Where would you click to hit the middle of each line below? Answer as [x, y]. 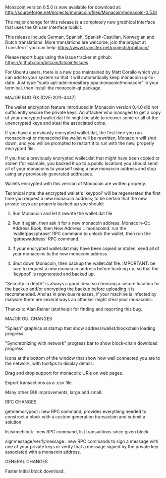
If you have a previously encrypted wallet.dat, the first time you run [74, 133]
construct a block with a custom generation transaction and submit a [75, 417]
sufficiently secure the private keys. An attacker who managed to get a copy [83, 112]
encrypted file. [20, 148]
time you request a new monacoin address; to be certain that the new [76, 199]
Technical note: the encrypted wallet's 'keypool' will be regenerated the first [83, 193]
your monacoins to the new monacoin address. [60, 254]
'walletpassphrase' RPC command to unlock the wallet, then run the [82, 234]
